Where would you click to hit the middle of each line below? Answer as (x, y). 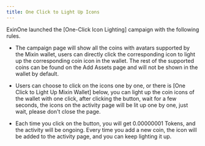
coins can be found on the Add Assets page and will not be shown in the (106, 67)
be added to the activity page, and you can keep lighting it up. (93, 136)
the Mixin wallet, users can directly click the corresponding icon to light (105, 54)
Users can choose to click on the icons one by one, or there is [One (100, 86)
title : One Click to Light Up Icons (53, 12)
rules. (13, 36)
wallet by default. (37, 73)
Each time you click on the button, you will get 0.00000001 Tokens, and (105, 123)
